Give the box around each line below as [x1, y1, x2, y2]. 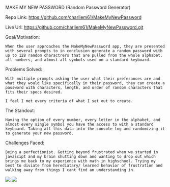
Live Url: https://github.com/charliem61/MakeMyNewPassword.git [5, 24, 144, 30]
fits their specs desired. [5, 89, 63, 95]
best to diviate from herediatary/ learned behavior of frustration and [5, 163, 163, 168]
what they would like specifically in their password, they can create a [5, 81, 165, 86]
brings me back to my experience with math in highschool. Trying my [5, 158, 156, 163]
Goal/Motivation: [5, 34, 40, 40]
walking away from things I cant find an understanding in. [5, 168, 136, 173]
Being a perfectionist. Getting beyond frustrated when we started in [5, 150, 158, 155]
